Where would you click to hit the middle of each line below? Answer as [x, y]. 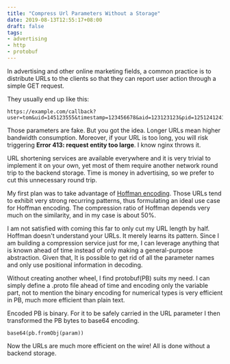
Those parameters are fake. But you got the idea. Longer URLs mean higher [114, 130]
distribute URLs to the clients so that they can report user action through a [112, 78]
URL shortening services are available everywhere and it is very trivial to [109, 158]
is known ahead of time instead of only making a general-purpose [100, 250]
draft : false [26, 26]
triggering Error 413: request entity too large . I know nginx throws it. [104, 145]
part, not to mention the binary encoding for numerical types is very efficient [115, 293]
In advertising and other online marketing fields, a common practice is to [109, 71]
